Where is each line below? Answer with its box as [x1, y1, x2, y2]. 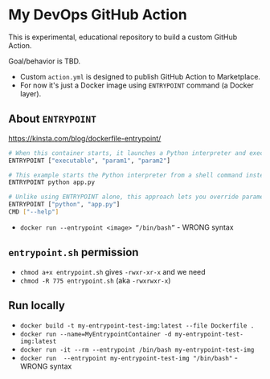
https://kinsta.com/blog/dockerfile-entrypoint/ [8, 133, 162, 143]
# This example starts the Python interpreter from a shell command [8, 171, 243, 179]
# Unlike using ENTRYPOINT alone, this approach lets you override [8, 193, 239, 202]
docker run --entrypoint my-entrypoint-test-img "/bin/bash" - [19, 353, 239, 362]
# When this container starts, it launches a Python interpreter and [8, 149, 247, 157]
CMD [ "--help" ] [8, 208, 59, 216]
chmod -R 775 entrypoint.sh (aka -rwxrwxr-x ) [19, 275, 171, 285]
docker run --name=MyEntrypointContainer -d [19, 330, 172, 338]
